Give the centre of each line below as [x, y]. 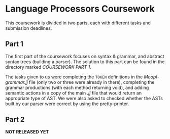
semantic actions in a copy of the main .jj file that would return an [74, 93]
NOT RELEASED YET [27, 131]
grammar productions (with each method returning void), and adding [77, 87]
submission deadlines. [29, 28]
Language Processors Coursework [80, 9]
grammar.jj [16, 82]
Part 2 [15, 120]
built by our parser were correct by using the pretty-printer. [67, 104]
